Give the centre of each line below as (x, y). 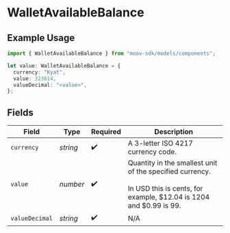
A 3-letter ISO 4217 (161, 143)
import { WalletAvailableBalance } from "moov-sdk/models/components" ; (111, 53)
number (72, 184)
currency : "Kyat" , (40, 72)
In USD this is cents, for (165, 189)
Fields (21, 112)
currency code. (152, 152)
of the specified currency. (169, 172)
